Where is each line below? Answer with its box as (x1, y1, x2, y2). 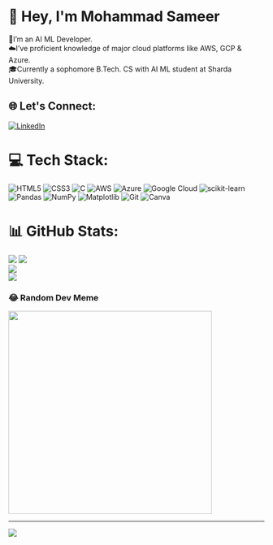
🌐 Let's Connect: (8, 99, 96, 113)
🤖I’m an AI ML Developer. (8, 34, 93, 44)
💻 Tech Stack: (8, 150, 109, 169)
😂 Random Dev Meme (8, 292, 99, 303)
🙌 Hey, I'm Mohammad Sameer (8, 7, 221, 26)
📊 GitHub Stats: (8, 222, 119, 240)
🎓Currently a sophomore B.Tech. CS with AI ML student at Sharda (8, 64, 232, 74)
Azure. (8, 54, 31, 64)
